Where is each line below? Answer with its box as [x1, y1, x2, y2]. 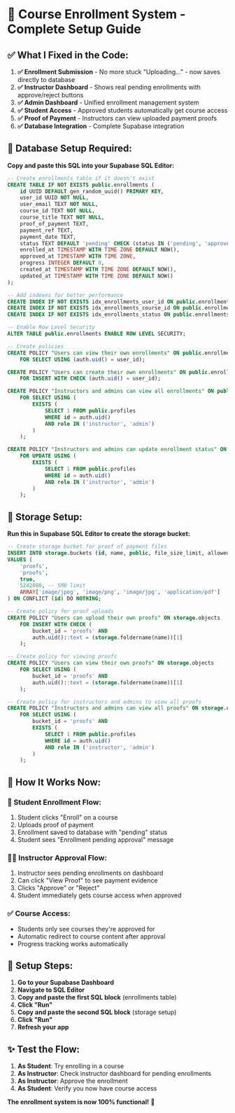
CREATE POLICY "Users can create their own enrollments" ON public [7, 368, 208, 375]
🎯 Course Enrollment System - [7, 6, 186, 22]
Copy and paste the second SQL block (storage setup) [17, 1008, 177, 1016]
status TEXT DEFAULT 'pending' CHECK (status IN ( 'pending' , [20, 240, 201, 247]
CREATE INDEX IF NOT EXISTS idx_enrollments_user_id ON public [7, 298, 196, 305]
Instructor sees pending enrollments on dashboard [17, 869, 164, 878]
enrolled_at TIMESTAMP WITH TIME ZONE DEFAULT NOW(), [20, 247, 180, 254]
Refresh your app [17, 1023, 69, 1032]
